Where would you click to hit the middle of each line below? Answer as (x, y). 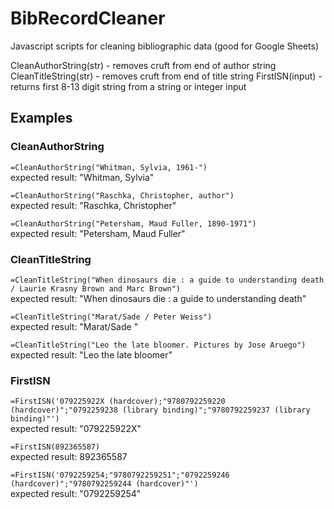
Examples (41, 118)
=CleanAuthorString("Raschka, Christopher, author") (122, 195)
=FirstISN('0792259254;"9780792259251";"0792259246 (120, 475)
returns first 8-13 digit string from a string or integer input (128, 86)
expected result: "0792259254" (76, 494)
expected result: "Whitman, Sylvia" (82, 177)
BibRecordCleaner (88, 18)
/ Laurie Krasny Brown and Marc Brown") (96, 288)
